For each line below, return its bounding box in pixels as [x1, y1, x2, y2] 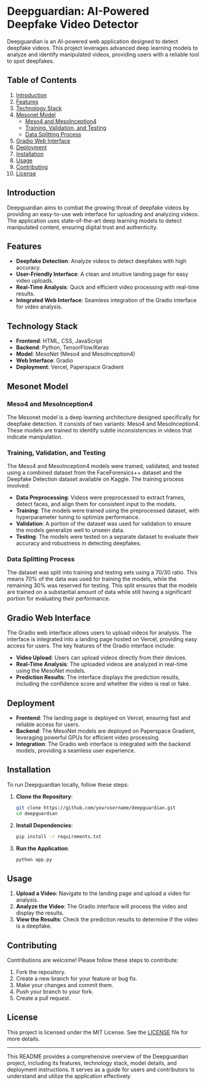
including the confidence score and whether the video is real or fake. [15, 680, 191, 687]
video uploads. [15, 277, 54, 284]
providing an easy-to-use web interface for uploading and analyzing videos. [7, 210, 200, 217]
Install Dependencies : [15, 821, 73, 829]
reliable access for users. [15, 721, 80, 729]
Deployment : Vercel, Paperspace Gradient [15, 364, 124, 371]
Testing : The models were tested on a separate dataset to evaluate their [15, 533, 199, 541]
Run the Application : [15, 845, 69, 852]
